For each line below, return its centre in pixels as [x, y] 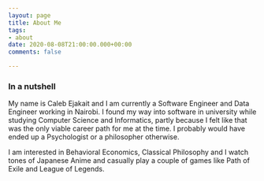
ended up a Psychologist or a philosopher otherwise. [94, 137]
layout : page [30, 15]
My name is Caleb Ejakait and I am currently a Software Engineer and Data [129, 104]
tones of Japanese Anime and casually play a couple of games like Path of [129, 161]
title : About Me [35, 23]
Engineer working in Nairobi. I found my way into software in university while [132, 112]
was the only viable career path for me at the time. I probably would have [127, 129]
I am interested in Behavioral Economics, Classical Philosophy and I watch [128, 152]
